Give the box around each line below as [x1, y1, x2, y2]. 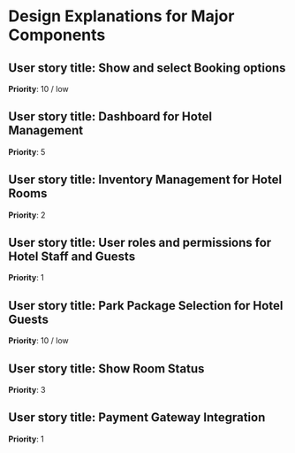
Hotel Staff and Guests [8, 250, 136, 265]
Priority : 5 [8, 146, 46, 157]
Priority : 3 [8, 385, 46, 395]
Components [8, 25, 106, 45]
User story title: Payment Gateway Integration [8, 410, 266, 426]
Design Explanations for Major [8, 6, 235, 27]
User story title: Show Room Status [8, 361, 205, 376]
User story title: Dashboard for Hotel [8, 109, 213, 125]
